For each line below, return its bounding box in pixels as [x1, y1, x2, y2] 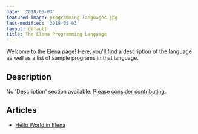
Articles [6, 105, 38, 115]
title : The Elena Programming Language [6, 31, 107, 37]
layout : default [6, 25, 47, 32]
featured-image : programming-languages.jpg [6, 14, 118, 21]
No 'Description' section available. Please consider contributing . [6, 88, 167, 95]
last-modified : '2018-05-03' [6, 20, 80, 26]
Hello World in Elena [15, 121, 66, 129]
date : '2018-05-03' [6, 8, 56, 15]
